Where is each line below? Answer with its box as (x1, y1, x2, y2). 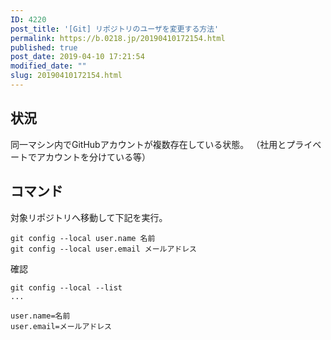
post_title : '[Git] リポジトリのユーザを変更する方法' (10, 24, 220, 34)
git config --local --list (10, 282, 123, 293)
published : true (10, 42, 78, 53)
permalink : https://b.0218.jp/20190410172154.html (10, 33, 226, 43)
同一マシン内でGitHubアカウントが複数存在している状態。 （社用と (10, 138, 287, 150)
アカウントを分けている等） (36, 151, 151, 163)
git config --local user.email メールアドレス (10, 244, 197, 254)
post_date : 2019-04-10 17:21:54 (10, 52, 145, 62)
